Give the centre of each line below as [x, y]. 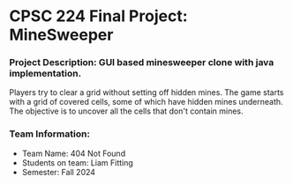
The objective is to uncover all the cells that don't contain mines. [127, 111]
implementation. [45, 74]
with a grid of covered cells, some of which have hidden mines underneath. [146, 102]
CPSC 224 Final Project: [98, 16]
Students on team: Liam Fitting [78, 162]
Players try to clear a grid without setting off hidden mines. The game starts [146, 92]
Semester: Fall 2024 [58, 172]
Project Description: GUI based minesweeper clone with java [142, 63]
